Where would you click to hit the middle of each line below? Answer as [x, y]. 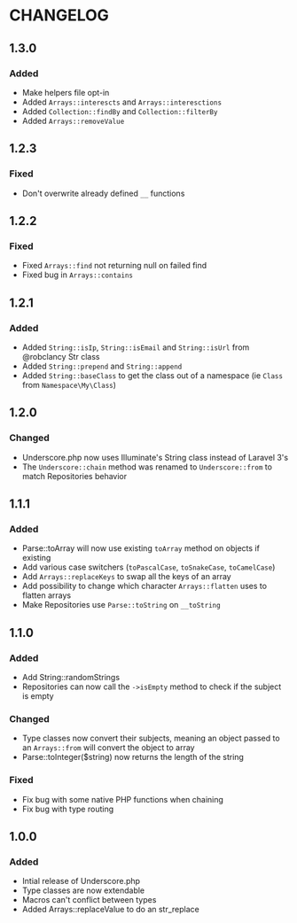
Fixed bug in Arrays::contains [77, 275]
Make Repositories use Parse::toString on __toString [121, 605]
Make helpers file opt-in [66, 92]
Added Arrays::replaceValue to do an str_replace [110, 910]
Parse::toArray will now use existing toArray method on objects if [141, 548]
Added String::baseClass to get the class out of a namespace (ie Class [152, 375]
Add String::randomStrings [71, 677]
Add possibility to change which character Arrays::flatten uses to [145, 586]
